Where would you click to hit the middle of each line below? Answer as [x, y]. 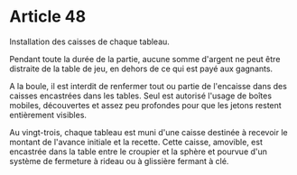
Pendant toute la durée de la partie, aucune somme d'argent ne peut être [145, 59]
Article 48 [48, 17]
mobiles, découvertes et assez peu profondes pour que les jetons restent [145, 105]
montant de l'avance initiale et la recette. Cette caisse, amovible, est [136, 142]
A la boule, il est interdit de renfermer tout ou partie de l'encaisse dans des [148, 86]
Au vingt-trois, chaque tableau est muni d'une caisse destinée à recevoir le [148, 132]
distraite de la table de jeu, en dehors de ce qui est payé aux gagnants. [141, 69]
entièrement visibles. [48, 115]
